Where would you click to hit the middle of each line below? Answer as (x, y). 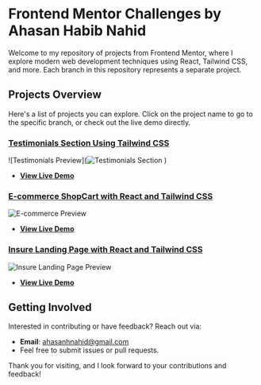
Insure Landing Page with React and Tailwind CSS (106, 250)
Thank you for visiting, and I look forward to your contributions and (117, 366)
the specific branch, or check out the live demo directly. (100, 122)
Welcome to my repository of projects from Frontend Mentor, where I (121, 52)
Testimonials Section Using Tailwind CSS (89, 142)
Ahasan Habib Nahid (77, 31)
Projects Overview (55, 95)
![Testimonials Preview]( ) (88, 161)
